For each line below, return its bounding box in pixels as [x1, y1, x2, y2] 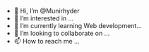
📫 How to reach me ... [13, 37, 80, 45]
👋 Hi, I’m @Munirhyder [13, 7, 80, 15]
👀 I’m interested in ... [13, 14, 74, 22]
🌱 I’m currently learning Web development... [13, 22, 143, 30]
